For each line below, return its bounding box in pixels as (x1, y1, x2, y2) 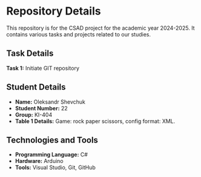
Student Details (6, 82, 66, 92)
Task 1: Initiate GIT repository (6, 64, 80, 72)
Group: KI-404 (15, 111, 53, 118)
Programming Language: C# (15, 151, 88, 158)
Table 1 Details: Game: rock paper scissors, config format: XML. (15, 117, 176, 125)
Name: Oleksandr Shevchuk (15, 98, 86, 105)
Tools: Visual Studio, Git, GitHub (15, 164, 96, 171)
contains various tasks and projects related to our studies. (6, 30, 151, 38)
